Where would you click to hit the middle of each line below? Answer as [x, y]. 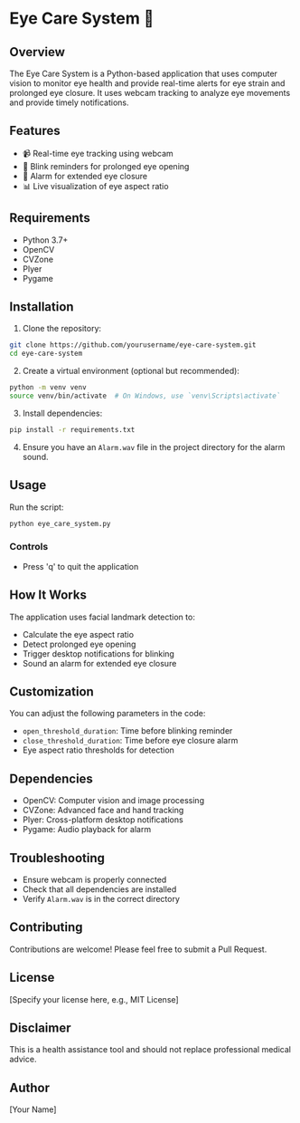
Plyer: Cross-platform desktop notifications [103, 820]
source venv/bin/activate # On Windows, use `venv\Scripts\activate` [145, 396]
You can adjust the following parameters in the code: [108, 714]
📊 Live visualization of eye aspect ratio [95, 186]
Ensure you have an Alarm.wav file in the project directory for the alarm [154, 446]
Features [35, 131]
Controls [29, 547]
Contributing [46, 927]
